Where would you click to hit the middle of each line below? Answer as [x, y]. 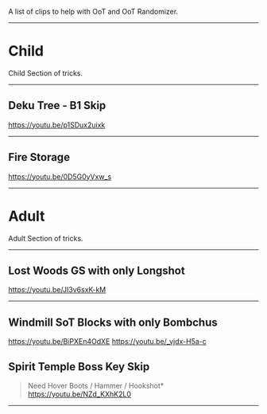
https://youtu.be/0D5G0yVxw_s [60, 176]
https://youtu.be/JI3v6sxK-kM [57, 290]
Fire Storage [39, 157]
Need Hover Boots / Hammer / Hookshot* [96, 385]
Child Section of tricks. [46, 73]
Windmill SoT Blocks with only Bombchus [113, 322]
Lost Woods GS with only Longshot [97, 270]
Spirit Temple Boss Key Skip [79, 367]
